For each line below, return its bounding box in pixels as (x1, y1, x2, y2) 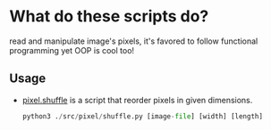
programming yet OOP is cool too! (9, 45, 135, 55)
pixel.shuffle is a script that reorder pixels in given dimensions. (21, 94, 253, 105)
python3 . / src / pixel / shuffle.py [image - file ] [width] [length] (21, 111, 264, 121)
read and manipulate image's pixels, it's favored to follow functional (9, 36, 258, 46)
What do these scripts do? (9, 6, 209, 27)
